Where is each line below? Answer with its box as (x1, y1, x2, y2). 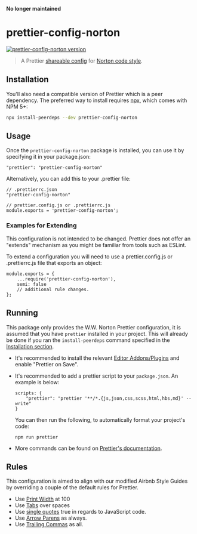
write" (14, 400, 32, 406)
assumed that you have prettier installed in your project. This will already (6, 330, 188, 337)
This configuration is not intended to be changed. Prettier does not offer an (6, 235, 191, 242)
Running (6, 308, 39, 318)
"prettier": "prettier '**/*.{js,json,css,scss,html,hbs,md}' (26, 395, 184, 402)
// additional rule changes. (17, 286, 90, 292)
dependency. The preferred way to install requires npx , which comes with (6, 97, 187, 104)
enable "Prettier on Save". (14, 360, 79, 368)
